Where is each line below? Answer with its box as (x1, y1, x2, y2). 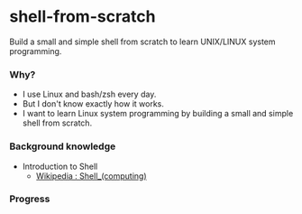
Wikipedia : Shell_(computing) (35, 170, 147, 181)
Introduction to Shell (22, 161, 98, 172)
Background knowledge (9, 140, 116, 153)
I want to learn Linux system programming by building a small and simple (22, 108, 294, 119)
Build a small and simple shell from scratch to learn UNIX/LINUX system (9, 36, 277, 47)
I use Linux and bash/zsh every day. (22, 88, 157, 100)
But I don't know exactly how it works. (22, 98, 165, 109)
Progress (9, 192, 50, 205)
